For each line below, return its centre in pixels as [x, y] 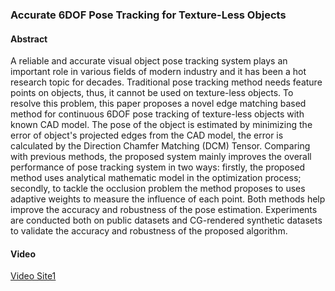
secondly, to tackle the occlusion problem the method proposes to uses [158, 189]
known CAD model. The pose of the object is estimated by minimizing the [161, 125]
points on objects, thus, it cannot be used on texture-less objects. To [152, 93]
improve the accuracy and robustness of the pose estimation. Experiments [164, 210]
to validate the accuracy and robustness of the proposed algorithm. [149, 231]
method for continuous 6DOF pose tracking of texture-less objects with [157, 114]
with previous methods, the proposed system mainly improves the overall [161, 157]
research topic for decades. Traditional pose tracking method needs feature [166, 82]
